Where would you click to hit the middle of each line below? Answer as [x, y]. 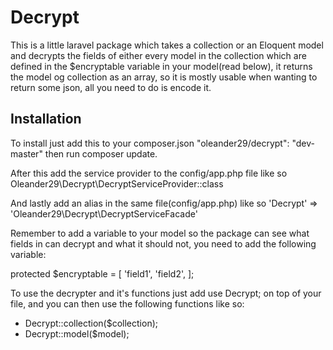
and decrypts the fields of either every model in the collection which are [158, 55]
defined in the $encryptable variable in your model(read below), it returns [161, 66]
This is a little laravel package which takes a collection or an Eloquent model [167, 45]
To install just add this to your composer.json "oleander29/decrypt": [150, 143]
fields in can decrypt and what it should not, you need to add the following [163, 243]
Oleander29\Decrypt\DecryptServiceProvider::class [117, 183]
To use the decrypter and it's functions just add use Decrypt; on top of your [166, 293]
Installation [46, 119]
